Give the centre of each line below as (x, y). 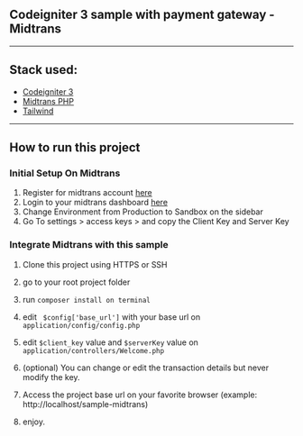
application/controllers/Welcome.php (93, 350)
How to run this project (75, 148)
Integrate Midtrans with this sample (89, 245)
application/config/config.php (81, 325)
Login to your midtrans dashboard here (95, 203)
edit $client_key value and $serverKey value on (110, 342)
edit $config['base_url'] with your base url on (111, 317)
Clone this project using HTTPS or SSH (95, 264)
